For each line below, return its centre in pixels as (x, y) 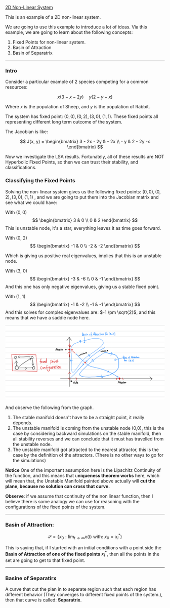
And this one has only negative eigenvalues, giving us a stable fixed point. (82, 287)
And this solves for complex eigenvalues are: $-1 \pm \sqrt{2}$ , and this (80, 312)
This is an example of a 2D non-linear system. (53, 17)
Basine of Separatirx (31, 578)
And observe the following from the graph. (50, 408)
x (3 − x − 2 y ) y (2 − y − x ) (85, 97)
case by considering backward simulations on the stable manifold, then (87, 433)
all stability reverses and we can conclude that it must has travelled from (88, 439)
